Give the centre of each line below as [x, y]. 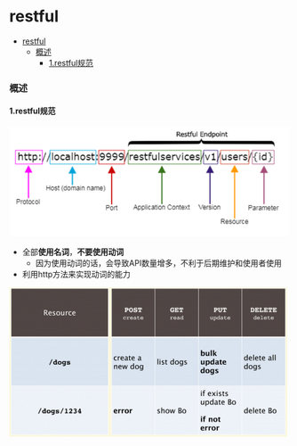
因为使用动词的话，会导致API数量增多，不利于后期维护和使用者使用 [158, 263]
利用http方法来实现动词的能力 [76, 274]
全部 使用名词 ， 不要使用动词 [73, 252]
